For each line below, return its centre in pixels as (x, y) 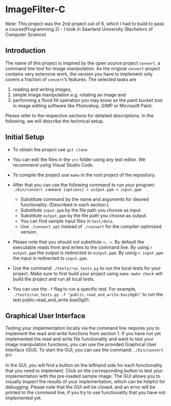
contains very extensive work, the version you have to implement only (79, 74)
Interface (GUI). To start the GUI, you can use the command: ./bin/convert (84, 350)
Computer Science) (26, 34)
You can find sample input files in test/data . (67, 221)
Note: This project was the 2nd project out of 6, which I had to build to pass (85, 24)
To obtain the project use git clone (50, 149)
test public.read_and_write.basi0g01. (51, 300)
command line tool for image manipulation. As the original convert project (83, 68)
